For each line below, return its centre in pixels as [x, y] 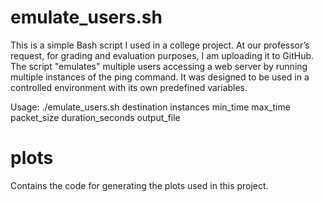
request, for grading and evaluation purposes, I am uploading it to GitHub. [162, 55]
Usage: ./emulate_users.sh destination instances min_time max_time [150, 107]
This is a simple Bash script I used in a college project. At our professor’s [160, 45]
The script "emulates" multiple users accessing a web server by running [159, 66]
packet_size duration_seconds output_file [95, 117]
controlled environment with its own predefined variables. [129, 87]
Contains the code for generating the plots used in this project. [139, 185]
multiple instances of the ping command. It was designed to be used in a [160, 77]
